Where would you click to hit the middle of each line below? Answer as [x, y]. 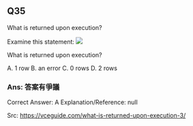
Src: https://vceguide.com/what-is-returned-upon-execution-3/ [96, 116]
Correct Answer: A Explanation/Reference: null [72, 102]
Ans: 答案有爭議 [33, 86]
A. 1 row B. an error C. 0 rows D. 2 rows [62, 68]
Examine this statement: [41, 42]
